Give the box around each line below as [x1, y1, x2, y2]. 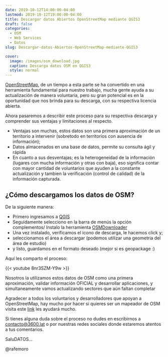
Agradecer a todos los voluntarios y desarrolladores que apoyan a [5, 295, 142, 301]
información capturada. [12, 176, 61, 182]
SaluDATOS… [5, 336, 33, 342]
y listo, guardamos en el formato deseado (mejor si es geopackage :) [12, 245, 155, 251]
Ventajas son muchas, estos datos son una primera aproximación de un [12, 128, 160, 134]
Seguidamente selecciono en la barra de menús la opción [12, 219, 132, 225]
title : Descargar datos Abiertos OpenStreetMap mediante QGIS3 [5, 17, 140, 22]
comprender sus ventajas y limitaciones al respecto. [5, 118, 113, 124]
